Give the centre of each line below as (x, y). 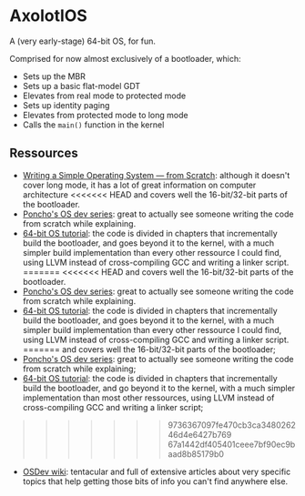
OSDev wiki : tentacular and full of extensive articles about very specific (157, 471)
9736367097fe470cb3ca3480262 (232, 425)
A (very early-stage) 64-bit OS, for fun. (83, 41)
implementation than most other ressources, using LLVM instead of (148, 398)
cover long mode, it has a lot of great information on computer (139, 185)
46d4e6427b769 (200, 434)
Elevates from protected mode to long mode (105, 115)
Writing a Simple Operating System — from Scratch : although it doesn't (156, 175)
